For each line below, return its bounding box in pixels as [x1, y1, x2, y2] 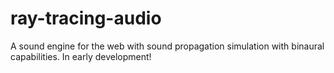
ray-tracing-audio [10, 7, 162, 30]
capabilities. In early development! [10, 50, 152, 62]
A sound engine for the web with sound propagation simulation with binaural [10, 40, 325, 52]
